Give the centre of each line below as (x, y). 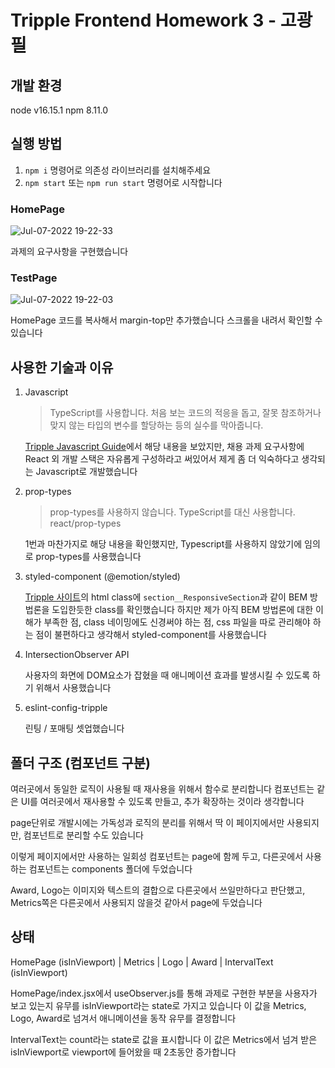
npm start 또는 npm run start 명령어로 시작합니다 (123, 182)
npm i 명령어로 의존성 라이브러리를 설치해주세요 (118, 170)
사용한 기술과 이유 (62, 367)
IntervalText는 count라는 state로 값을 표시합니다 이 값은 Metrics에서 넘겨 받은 (164, 1039)
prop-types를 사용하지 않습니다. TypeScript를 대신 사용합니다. (172, 512)
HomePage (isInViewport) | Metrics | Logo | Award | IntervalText (142, 962)
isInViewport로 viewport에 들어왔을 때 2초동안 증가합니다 (123, 1052)
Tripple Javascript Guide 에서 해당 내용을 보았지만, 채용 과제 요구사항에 (164, 447)
